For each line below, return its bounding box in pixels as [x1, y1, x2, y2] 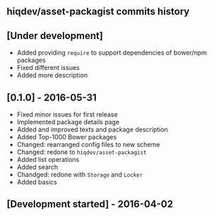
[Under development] [6, 30, 103, 42]
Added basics [16, 178, 58, 187]
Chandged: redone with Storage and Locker [16, 170, 143, 179]
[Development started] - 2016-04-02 [6, 198, 174, 211]
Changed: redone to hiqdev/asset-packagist [16, 148, 147, 156]
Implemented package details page [16, 118, 120, 127]
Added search [16, 163, 59, 172]
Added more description [16, 71, 88, 80]
